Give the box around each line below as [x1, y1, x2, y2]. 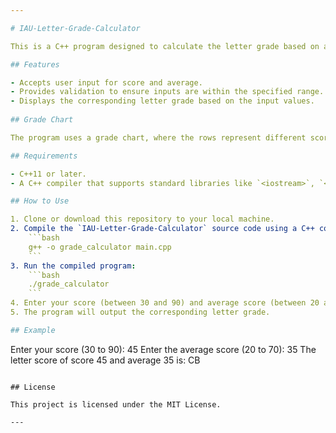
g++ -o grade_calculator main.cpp [28, 242, 172, 252]
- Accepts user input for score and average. [10, 77, 203, 88]
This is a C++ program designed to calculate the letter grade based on [10, 41, 320, 51]
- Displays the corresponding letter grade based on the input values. [10, 96, 315, 106]
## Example [10, 325, 56, 335]
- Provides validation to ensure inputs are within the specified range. [10, 87, 325, 97]
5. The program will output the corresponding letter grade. [10, 307, 271, 317]
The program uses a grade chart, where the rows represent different [10, 132, 307, 143]
